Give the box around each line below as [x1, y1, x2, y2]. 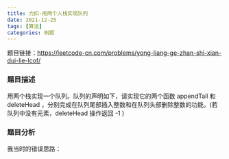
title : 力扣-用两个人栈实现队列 [7, 10, 88, 17]
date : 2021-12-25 [7, 16, 57, 23]
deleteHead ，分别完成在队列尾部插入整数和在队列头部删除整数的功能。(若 [7, 100, 218, 108]
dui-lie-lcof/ [7, 56, 41, 65]
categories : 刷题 [7, 29, 55, 36]
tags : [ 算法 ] [7, 23, 43, 29]
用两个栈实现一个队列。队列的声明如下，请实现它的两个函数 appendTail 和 [7, 92, 216, 100]
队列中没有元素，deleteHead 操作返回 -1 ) [7, 109, 125, 117]
